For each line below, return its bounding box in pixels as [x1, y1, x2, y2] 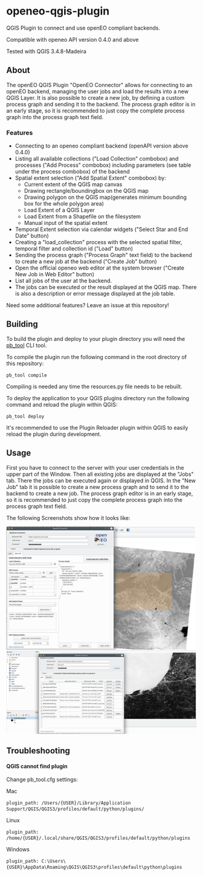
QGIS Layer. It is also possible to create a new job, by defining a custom [6, 94, 185, 101]
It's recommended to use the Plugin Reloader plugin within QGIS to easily [6, 424, 188, 431]
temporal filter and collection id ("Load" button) [14, 245, 134, 252]
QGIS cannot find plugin [6, 762, 68, 770]
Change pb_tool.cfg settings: [6, 776, 79, 784]
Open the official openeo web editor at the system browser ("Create [14, 264, 184, 271]
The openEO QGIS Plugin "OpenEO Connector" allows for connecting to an [6, 81, 193, 88]
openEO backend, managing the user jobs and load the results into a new [6, 88, 189, 95]
